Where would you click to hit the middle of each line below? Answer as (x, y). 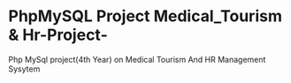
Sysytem (24, 69)
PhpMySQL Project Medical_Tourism (145, 16)
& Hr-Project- (58, 35)
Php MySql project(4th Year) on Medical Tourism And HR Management (137, 59)
